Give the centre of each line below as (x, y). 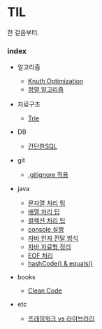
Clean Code (45, 290)
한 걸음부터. (23, 32)
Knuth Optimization (56, 81)
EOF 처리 (41, 255)
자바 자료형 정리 (49, 247)
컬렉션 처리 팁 (46, 220)
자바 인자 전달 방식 (53, 238)
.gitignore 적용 (48, 175)
